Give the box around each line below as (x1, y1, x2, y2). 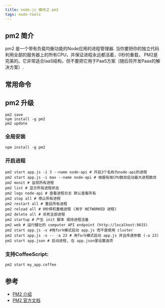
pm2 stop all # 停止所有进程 (5, 196, 61, 201)
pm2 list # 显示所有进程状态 (5, 186, 59, 191)
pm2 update (5, 121, 28, 126)
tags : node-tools (5, 12, 41, 17)
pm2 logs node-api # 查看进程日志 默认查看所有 (5, 191, 97, 196)
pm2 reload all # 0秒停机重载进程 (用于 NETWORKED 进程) (5, 207, 117, 212)
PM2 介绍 (12, 291, 32, 297)
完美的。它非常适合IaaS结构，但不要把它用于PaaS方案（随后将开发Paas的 (5, 58, 156, 64)
